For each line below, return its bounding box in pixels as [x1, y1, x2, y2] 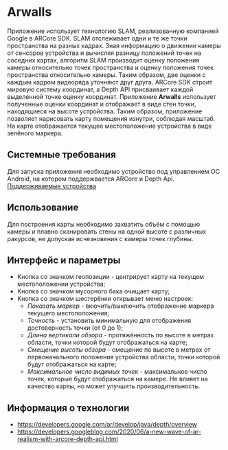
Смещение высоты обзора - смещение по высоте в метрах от [27, 346, 211, 354]
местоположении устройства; [16, 280, 106, 289]
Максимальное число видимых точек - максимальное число [27, 368, 207, 376]
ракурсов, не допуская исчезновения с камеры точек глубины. [7, 234, 194, 243]
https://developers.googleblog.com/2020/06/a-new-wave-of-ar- [16, 427, 201, 436]
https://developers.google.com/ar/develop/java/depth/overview [16, 420, 198, 429]
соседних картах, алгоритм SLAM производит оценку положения [7, 56, 200, 64]
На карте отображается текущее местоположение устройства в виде [7, 122, 212, 130]
